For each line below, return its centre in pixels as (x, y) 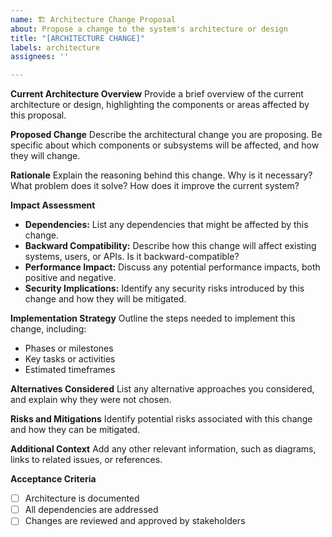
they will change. (45, 156)
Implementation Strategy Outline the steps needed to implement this (153, 318)
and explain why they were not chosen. (91, 400)
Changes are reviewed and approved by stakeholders (135, 521)
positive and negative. (70, 278)
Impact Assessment (53, 205)
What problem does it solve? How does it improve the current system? (155, 186)
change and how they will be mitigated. (105, 299)
